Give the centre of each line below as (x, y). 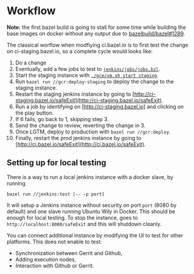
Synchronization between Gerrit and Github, (69, 253)
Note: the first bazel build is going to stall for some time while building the (96, 27)
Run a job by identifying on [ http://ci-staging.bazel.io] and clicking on (99, 106)
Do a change (31, 63)
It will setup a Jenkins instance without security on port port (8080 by (92, 205)
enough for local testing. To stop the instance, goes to (72, 217)
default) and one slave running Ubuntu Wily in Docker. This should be (91, 211)
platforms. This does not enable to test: (54, 242)
